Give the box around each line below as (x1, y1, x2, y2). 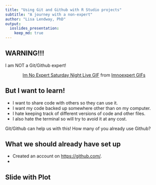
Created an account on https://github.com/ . (12, 153, 102, 159)
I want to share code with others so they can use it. (12, 99, 118, 105)
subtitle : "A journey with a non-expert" (5, 12, 93, 17)
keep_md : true (14, 30, 43, 35)
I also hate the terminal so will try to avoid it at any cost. (12, 115, 127, 121)
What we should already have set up (5, 140, 121, 148)
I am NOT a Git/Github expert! (5, 62, 66, 68)
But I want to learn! (5, 86, 65, 95)
